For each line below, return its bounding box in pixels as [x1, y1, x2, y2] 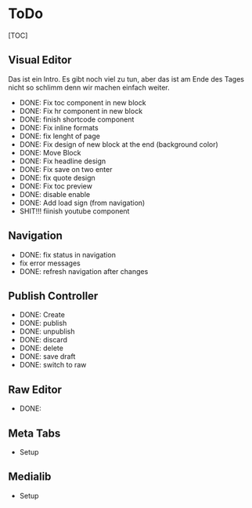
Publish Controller [8, 289, 99, 302]
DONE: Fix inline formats [19, 122, 99, 132]
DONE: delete [19, 343, 64, 353]
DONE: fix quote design [19, 173, 95, 182]
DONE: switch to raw [19, 360, 87, 370]
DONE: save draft [19, 352, 76, 361]
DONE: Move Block [19, 148, 81, 157]
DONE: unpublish [19, 327, 75, 336]
